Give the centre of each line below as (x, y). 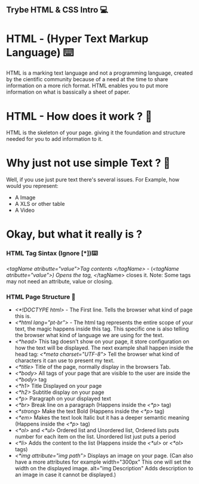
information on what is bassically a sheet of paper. (68, 92)
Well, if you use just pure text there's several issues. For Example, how (93, 180)
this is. (23, 316)
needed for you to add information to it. (54, 139)
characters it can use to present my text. (65, 360)
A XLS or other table (40, 204)
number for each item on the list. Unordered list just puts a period (95, 436)
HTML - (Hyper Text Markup (77, 38)
